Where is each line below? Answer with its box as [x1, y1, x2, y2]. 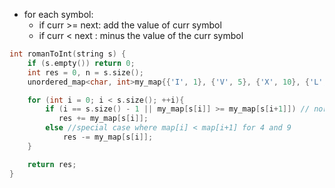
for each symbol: [23, 9, 94, 20]
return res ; [27, 159, 77, 169]
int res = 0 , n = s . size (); [27, 67, 144, 78]
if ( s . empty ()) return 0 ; [27, 58, 136, 68]
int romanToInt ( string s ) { [9, 49, 127, 59]
